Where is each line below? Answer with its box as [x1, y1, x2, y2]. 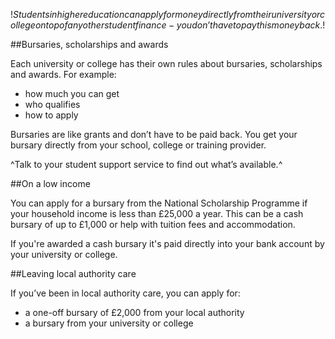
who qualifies [24, 99, 81, 110]
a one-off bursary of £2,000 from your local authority [24, 307, 245, 318]
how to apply [24, 109, 79, 121]
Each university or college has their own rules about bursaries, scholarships [10, 58, 323, 69]
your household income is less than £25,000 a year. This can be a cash [10, 208, 304, 219]
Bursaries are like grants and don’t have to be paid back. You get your [10, 129, 298, 140]
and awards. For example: [10, 69, 117, 80]
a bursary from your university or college [24, 317, 194, 329]
